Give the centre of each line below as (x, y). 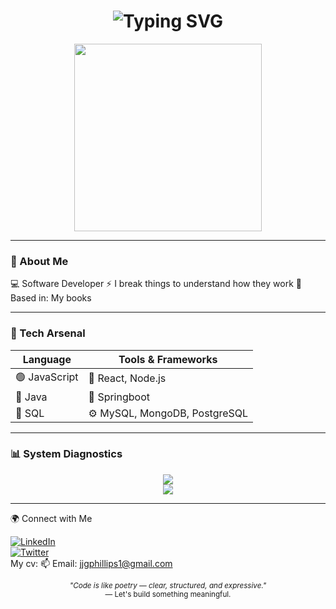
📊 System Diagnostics (66, 454)
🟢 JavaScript (47, 377)
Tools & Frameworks (168, 359)
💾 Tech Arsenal (48, 333)
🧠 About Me (39, 261)
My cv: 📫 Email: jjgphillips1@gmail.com (91, 563)
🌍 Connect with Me (51, 518)
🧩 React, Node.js (127, 378)
